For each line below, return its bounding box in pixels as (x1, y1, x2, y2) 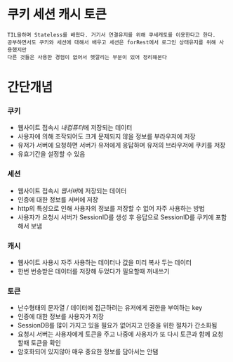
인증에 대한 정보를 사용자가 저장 (17, 312, 104, 321)
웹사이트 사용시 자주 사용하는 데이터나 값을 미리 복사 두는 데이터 (17, 258, 192, 267)
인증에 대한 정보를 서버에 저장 (17, 195, 98, 204)
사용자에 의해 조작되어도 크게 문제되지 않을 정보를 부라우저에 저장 (17, 132, 196, 141)
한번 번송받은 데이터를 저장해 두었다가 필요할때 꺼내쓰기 (17, 267, 170, 276)
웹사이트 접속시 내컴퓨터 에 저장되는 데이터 (17, 124, 133, 132)
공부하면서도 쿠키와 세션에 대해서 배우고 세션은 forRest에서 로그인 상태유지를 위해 (7, 39, 216, 46)
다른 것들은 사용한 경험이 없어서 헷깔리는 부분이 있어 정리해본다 (7, 53, 167, 60)
